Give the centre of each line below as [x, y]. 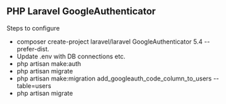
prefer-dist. [33, 49]
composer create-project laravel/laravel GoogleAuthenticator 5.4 [110, 42]
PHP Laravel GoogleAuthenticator [81, 11]
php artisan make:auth [49, 63]
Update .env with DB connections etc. [71, 56]
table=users [34, 85]
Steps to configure [33, 28]
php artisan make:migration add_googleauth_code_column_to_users [114, 78]
